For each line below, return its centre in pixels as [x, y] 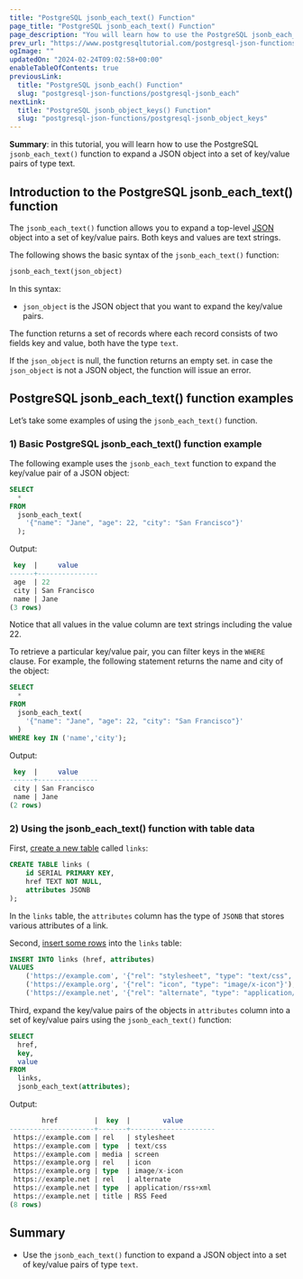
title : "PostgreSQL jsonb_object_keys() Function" [115, 110]
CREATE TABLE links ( [50, 865]
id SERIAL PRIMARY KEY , [70, 873]
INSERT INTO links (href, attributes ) [82, 959]
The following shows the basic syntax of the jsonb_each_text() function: [144, 255]
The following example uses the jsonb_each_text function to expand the [143, 463]
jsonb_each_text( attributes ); [74, 1087]
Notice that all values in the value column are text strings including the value [151, 625]
